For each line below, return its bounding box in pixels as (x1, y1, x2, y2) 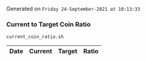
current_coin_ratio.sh (6, 34, 64, 40)
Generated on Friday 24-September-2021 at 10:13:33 (6, 5, 141, 12)
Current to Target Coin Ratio (6, 20, 91, 28)
